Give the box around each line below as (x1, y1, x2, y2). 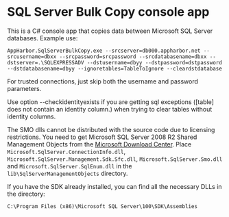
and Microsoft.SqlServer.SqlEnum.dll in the (7, 162, 132, 170)
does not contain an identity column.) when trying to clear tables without (7, 105, 213, 113)
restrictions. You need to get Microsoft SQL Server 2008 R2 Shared (7, 133, 197, 141)
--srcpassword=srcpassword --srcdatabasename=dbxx (59, 53, 207, 60)
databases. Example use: (7, 34, 78, 42)
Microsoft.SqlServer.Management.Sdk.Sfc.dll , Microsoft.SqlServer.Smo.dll (7, 155, 223, 163)
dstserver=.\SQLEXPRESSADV (7, 59, 84, 66)
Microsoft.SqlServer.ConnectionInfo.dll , (7, 147, 126, 155)
